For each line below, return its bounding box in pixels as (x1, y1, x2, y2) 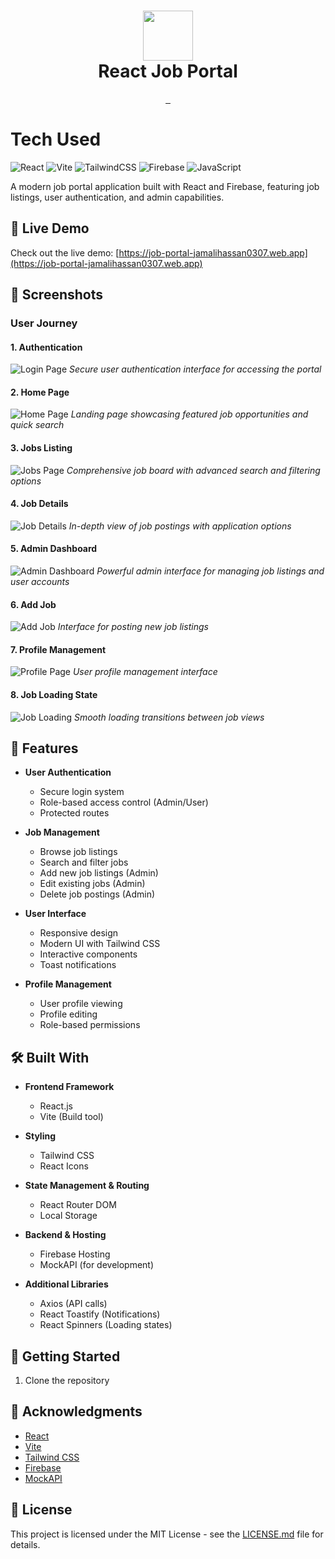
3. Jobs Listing (10, 442, 73, 454)
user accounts (10, 576, 70, 588)
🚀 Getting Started (10, 1348, 121, 1365)
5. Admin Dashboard (10, 543, 98, 555)
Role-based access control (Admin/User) (39, 796, 209, 809)
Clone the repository (24, 1375, 110, 1387)
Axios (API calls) (39, 1298, 108, 1310)
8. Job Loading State (10, 689, 98, 701)
